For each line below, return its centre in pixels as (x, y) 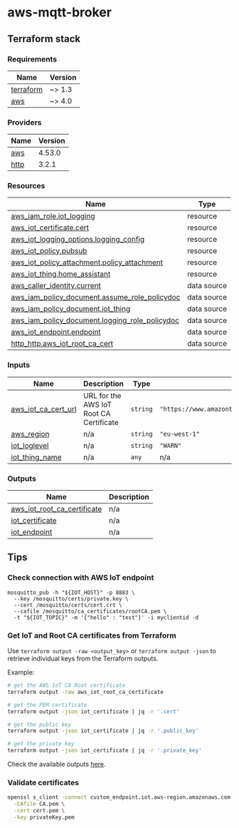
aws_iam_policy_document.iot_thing (71, 309)
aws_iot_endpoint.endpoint (56, 332)
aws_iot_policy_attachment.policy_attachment (87, 262)
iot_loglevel (30, 445)
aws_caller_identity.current (56, 286)
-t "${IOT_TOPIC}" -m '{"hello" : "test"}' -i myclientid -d (106, 618)
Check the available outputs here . (57, 765)
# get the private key (41, 744)
